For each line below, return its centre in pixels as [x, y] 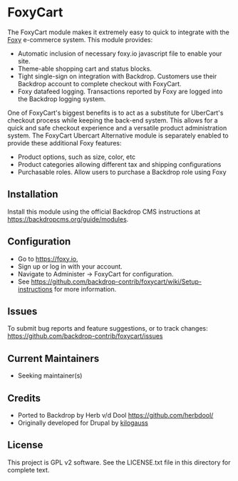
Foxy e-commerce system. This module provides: [80, 39]
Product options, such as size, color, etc [77, 157]
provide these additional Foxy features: [65, 143]
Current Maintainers [53, 358]
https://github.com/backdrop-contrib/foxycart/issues [85, 336]
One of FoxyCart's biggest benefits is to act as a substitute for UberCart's [115, 113]
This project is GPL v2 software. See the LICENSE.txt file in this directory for [119, 462]
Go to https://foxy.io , [48, 259]
